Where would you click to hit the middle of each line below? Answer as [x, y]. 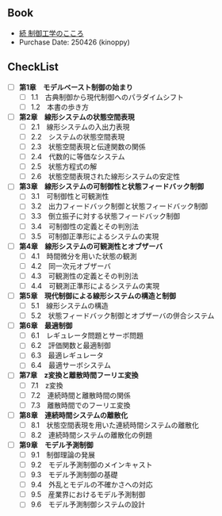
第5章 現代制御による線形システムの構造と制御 [97, 296]
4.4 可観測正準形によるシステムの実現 [95, 285]
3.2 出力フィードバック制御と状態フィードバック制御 [119, 206]
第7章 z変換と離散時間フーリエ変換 [78, 375]
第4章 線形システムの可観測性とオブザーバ [91, 246]
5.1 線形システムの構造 [69, 306]
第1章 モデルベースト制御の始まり [76, 87]
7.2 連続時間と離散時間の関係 [81, 395]
